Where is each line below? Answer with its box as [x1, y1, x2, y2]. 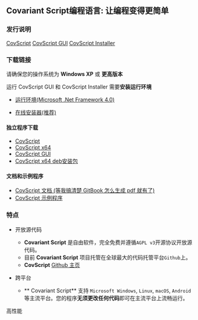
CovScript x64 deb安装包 [14, 157, 78, 165]
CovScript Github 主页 [24, 261, 80, 268]
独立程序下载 [6, 124, 38, 131]
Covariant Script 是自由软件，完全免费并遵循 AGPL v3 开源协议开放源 [24, 239, 193, 246]
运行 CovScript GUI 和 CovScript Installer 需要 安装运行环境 [6, 83, 152, 90]
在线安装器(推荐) [14, 108, 57, 116]
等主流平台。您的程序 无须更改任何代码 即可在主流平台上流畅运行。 [24, 294, 188, 301]
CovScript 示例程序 [14, 195, 63, 202]
